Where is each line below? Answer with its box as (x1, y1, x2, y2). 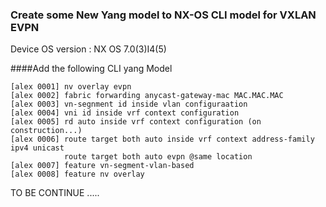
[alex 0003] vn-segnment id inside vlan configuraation (10, 99, 248, 110)
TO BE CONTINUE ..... (10, 187, 100, 199)
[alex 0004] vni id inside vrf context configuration (10, 108, 240, 118)
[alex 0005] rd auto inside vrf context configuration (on (10, 117, 262, 127)
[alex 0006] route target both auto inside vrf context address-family (10, 134, 315, 145)
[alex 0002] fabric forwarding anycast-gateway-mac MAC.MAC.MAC (10, 91, 284, 101)
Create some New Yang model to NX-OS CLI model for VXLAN (10, 8, 317, 22)
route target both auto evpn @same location (63, 152, 253, 162)
